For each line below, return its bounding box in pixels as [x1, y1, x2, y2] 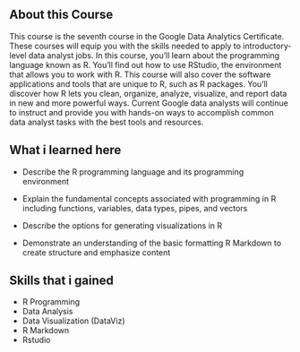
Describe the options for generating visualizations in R [21, 219, 222, 231]
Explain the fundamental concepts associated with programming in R [21, 193, 277, 204]
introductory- [243, 40, 292, 51]
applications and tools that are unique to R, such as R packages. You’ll [9, 78, 269, 89]
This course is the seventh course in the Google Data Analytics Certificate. [9, 30, 285, 41]
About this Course [9, 7, 114, 22]
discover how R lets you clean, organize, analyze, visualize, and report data [9, 88, 287, 99]
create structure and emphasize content [21, 246, 171, 258]
